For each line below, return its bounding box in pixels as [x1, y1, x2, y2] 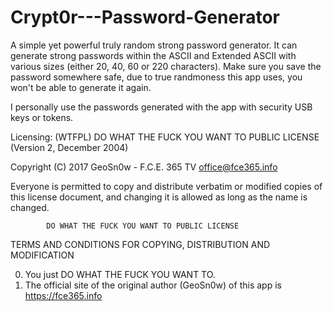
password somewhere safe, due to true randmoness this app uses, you [10, 71, 303, 83]
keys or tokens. [10, 111, 74, 123]
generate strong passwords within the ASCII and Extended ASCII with [10, 49, 297, 61]
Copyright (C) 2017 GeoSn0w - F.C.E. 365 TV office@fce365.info [10, 161, 278, 173]
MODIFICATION [10, 249, 75, 261]
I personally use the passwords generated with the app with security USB [10, 101, 313, 113]
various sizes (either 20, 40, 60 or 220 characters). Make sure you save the [10, 60, 322, 72]
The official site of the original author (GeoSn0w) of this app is [24, 279, 282, 291]
